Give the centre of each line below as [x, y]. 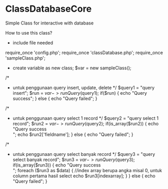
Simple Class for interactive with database [50, 23]
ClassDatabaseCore [48, 9]
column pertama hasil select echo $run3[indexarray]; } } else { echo [84, 176]
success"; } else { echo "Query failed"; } [55, 98]
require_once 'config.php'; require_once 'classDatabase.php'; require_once [84, 52]
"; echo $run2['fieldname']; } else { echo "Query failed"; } [73, 134]
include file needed [33, 43]
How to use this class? [29, 33]
